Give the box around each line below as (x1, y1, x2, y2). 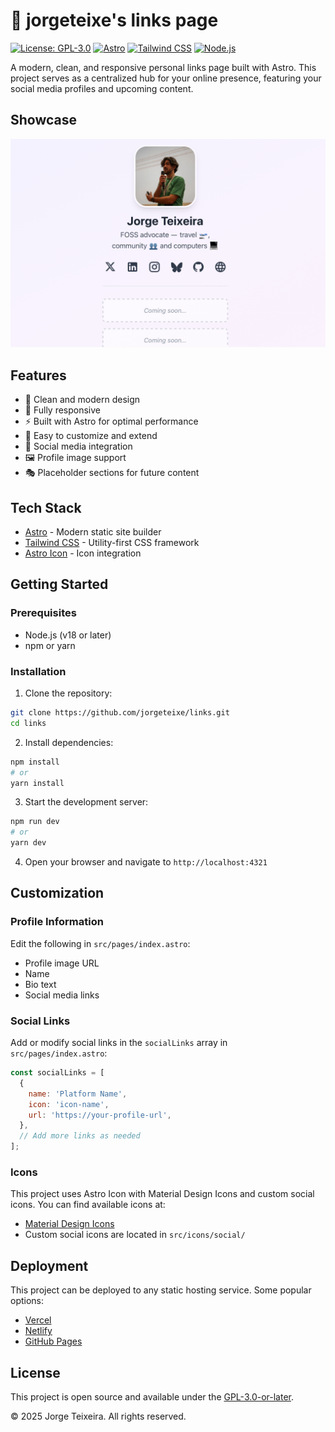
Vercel (24, 1314, 52, 1326)
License (10, 1364, 61, 1381)
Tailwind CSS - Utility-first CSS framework (24, 537, 200, 549)
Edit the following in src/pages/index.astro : (10, 937, 191, 949)
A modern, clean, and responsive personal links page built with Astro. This (10, 61, 317, 73)
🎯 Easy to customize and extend (24, 430, 158, 442)
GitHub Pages (24, 1335, 83, 1348)
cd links (10, 718, 47, 728)
